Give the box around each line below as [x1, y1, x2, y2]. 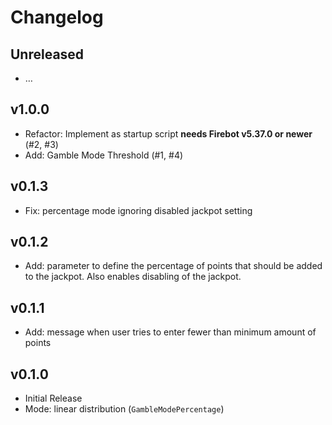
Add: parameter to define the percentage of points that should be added [24, 260, 323, 272]
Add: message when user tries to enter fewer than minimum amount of [24, 326, 317, 338]
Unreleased [10, 46, 85, 63]
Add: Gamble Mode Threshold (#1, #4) [24, 149, 184, 161]
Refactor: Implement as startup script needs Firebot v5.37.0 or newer [24, 127, 313, 140]
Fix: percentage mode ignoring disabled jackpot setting [24, 204, 253, 216]
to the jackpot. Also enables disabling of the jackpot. [24, 271, 242, 283]
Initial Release [24, 392, 83, 405]
